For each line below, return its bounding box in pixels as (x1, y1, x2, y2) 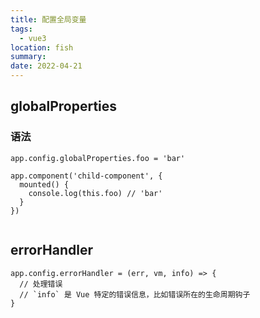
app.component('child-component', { (10, 171, 163, 181)
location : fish (10, 42, 74, 53)
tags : (10, 24, 33, 34)
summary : (10, 52, 47, 62)
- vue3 (19, 33, 47, 43)
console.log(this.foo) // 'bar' (28, 188, 163, 198)
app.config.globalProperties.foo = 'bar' (10, 153, 186, 163)
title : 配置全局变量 (10, 14, 87, 25)
